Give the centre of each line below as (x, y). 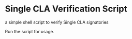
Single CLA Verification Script (66, 9)
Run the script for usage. (30, 31)
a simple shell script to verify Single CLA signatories (57, 22)
